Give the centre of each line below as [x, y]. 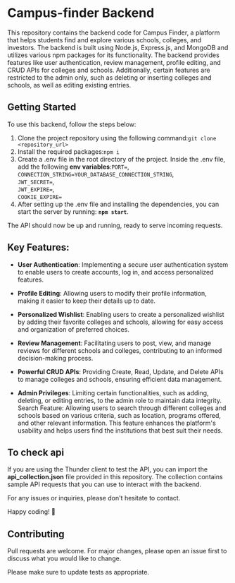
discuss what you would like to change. [64, 558]
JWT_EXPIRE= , [36, 189]
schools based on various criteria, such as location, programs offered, [119, 415]
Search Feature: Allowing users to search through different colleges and [122, 408]
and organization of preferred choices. [74, 329]
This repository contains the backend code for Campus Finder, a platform [114, 32]
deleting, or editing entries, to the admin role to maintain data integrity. [120, 400]
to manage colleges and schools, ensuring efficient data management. [120, 379]
